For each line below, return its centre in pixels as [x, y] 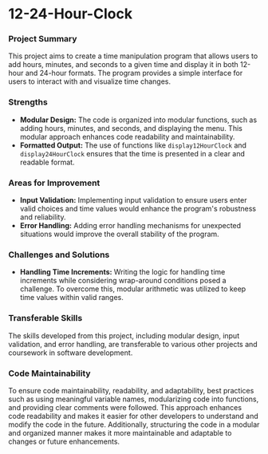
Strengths [28, 102]
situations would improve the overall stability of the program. [119, 234]
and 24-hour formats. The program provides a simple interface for [134, 73]
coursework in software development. [71, 353]
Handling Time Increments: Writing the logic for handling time [122, 272]
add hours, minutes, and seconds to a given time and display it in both [124, 65]
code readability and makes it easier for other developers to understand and [133, 416]
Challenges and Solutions [59, 255]
